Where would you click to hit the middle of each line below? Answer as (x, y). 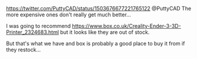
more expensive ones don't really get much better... (69, 15)
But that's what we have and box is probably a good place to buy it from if (96, 44)
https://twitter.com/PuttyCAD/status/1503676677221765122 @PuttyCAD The (99, 8)
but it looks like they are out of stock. (105, 32)
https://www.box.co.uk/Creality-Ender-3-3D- (126, 26)
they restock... (24, 50)
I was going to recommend (39, 26)
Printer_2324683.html (33, 32)
